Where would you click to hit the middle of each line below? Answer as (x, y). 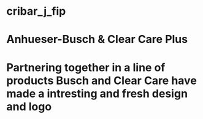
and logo (29, 106)
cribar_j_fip (36, 11)
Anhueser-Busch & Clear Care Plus (97, 40)
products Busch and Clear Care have (102, 80)
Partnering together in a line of (86, 67)
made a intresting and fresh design (97, 94)
